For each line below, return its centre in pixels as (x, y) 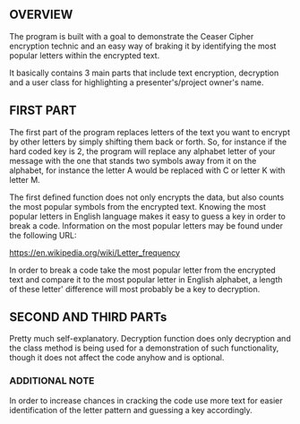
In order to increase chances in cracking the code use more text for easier (146, 400)
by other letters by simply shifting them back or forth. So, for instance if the (148, 142)
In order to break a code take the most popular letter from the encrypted (142, 270)
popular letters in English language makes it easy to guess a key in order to (148, 216)
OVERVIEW (41, 15)
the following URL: (43, 235)
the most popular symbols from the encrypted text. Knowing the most (138, 206)
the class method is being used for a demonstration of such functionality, (144, 348)
